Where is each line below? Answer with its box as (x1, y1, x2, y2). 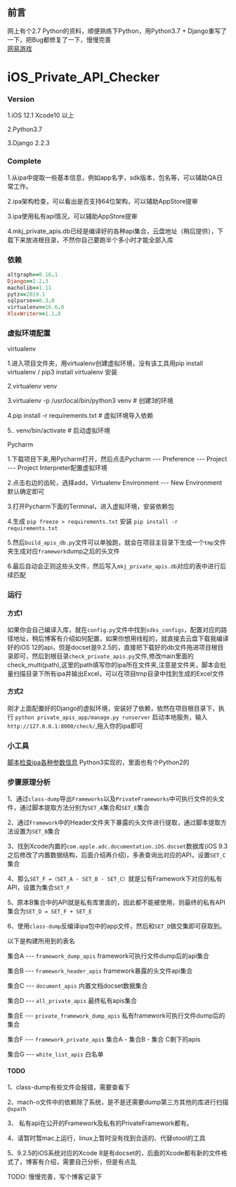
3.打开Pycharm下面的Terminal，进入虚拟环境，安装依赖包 (7, 502, 174, 511)
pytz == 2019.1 (7, 291, 46, 298)
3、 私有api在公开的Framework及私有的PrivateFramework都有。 (7, 1119, 193, 1127)
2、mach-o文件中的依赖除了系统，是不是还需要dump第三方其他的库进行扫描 (7, 1098, 229, 1106)
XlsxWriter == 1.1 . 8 (7, 310, 61, 317)
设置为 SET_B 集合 (13, 827, 60, 836)
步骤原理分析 (7, 777, 51, 787)
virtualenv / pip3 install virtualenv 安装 (7, 368, 118, 376)
